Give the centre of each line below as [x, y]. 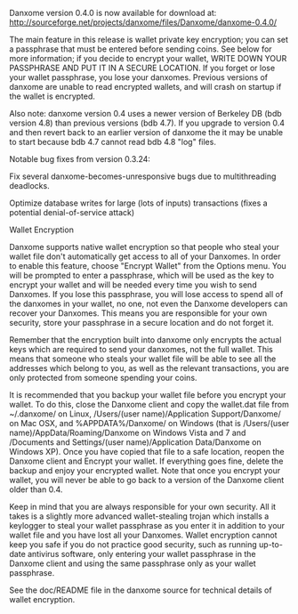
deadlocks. [30, 186]
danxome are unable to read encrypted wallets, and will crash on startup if [145, 87]
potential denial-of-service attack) [72, 212]
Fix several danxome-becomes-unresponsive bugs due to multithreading [143, 176]
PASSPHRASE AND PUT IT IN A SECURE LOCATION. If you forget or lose [142, 68]
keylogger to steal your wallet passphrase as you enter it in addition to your [147, 525]
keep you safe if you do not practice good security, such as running [133, 545]
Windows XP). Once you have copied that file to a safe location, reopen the [147, 452]
